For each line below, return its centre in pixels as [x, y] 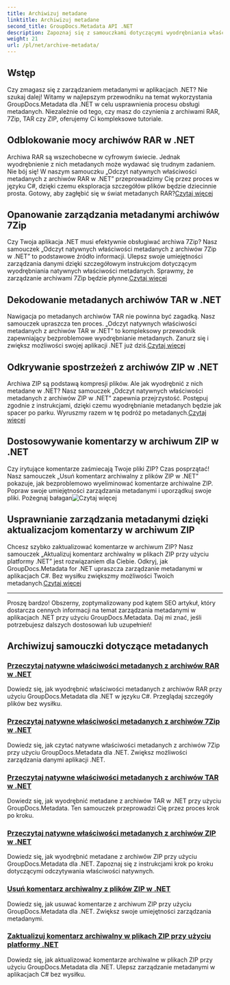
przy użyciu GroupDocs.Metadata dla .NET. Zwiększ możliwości [97, 752]
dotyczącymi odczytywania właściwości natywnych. [81, 871]
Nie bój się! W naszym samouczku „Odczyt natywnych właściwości [102, 171]
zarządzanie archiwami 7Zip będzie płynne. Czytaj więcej [87, 278]
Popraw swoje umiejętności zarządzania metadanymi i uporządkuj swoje [110, 490]
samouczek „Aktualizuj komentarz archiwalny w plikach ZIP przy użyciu [108, 554]
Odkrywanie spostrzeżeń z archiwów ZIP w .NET [113, 367]
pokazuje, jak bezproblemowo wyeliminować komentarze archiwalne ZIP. [110, 483]
